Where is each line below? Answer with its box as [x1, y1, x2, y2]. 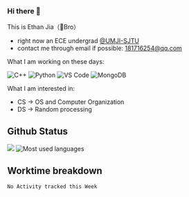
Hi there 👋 [7, 6, 42, 16]
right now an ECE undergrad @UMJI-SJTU [17, 37, 140, 45]
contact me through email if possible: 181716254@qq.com [17, 44, 182, 53]
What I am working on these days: [7, 58, 105, 66]
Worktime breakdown [7, 164, 102, 176]
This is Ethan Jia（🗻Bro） [7, 23, 80, 31]
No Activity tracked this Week [7, 183, 98, 190]
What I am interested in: [7, 85, 75, 93]
